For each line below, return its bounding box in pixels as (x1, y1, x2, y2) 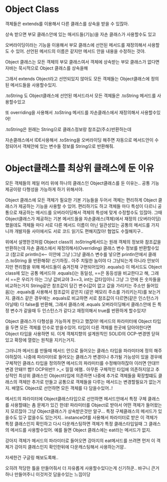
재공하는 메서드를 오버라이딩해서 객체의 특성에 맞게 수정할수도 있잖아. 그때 (18, 209, 163, 215)
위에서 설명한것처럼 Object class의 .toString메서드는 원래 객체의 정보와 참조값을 (5, 238, 161, 244)
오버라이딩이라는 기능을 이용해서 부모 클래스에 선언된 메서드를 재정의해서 (5, 41, 147, 48)
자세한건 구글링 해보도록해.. (5, 454, 59, 460)
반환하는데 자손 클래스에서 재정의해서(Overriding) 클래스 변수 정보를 (5, 245, 138, 251)
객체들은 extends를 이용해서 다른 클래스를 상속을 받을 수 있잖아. (5, 20, 130, 26)
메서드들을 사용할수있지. (10, 81, 57, 88)
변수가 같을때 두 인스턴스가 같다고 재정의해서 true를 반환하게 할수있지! (10, 307, 147, 313)
